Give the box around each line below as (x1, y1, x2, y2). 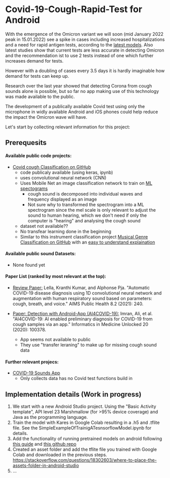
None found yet (12, 262, 46, 268)
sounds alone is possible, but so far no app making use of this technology (5, 88, 159, 94)
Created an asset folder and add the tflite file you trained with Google (12, 446, 157, 452)
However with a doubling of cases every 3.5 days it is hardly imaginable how (5, 67, 165, 74)
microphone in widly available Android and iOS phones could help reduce (5, 109, 158, 115)
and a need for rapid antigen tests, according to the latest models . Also (5, 41, 153, 47)
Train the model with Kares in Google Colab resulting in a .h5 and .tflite (12, 419, 160, 425)
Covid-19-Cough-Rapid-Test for (5, 4, 143, 15)
